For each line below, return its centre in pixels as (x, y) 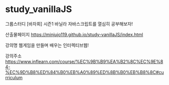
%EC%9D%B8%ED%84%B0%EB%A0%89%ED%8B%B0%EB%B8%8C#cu (84, 72)
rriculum (14, 77)
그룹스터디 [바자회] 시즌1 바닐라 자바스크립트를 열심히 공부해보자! (69, 24)
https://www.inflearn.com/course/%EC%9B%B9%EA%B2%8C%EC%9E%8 (84, 61)
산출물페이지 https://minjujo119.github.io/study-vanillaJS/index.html (74, 34)
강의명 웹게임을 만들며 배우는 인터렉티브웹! (47, 45)
